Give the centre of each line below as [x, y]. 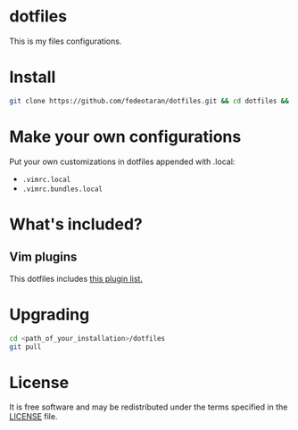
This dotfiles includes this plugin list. [76, 278]
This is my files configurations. [66, 41]
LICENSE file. [33, 417]
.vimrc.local [46, 179]
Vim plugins [43, 257]
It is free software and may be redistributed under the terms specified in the [149, 407]
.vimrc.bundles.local [62, 189]
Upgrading [50, 314]
